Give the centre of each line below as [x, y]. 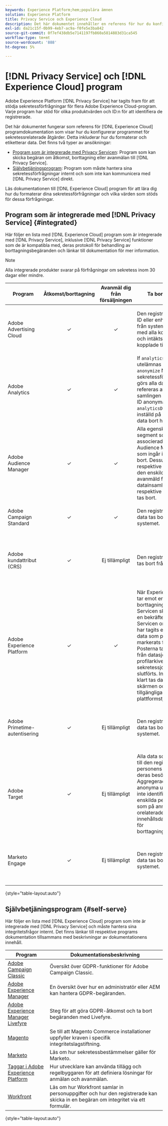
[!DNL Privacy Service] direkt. [43, 179]
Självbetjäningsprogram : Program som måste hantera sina [72, 168]
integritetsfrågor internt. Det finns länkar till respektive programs [71, 932]
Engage [17, 864]
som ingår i [150, 454]
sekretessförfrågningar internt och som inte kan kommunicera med [81, 173]
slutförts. [147, 674]
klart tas [146, 680]
